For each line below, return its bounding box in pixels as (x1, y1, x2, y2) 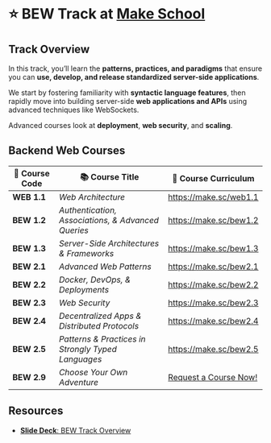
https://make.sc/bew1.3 (168, 242, 259, 254)
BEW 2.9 (12, 371, 47, 383)
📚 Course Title (79, 172, 140, 183)
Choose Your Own (59, 366, 128, 378)
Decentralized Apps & (59, 310, 142, 321)
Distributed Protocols (59, 320, 140, 331)
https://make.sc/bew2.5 (168, 343, 259, 354)
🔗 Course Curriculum (172, 172, 255, 184)
